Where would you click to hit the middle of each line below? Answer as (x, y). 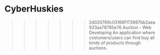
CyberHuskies (34, 9)
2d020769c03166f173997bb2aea (122, 22)
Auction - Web (137, 27)
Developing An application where (122, 32)
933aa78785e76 (105, 27)
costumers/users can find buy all (122, 38)
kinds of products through (115, 42)
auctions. (98, 48)
